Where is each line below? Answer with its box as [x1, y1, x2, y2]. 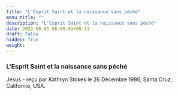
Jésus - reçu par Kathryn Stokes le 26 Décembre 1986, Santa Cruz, [6, 76, 173, 83]
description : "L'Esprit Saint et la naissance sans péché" [6, 20, 157, 26]
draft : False [6, 31, 39, 37]
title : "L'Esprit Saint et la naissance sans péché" [6, 8, 141, 15]
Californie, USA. [6, 82, 46, 90]
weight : [6, 43, 26, 49]
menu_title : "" [6, 14, 44, 20]
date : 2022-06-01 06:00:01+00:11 [6, 25, 90, 32]
